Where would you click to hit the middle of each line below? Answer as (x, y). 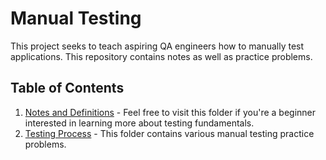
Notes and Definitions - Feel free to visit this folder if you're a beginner (170, 112)
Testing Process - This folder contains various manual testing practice (169, 133)
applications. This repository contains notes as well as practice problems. (161, 56)
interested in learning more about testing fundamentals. (139, 123)
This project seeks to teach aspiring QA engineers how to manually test (157, 46)
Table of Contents (67, 88)
